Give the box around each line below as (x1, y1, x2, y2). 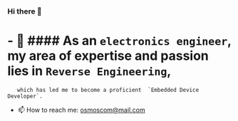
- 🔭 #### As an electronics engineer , (7, 33, 232, 49)
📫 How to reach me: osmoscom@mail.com (17, 105, 145, 114)
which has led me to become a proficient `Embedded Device (16, 86, 200, 93)
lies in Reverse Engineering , (7, 63, 172, 79)
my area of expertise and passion (7, 48, 209, 64)
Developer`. (7, 93, 43, 100)
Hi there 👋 (7, 6, 43, 16)
